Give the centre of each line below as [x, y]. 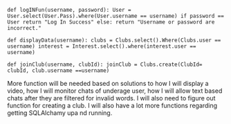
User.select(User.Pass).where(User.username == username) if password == [116, 16]
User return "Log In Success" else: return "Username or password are [111, 22]
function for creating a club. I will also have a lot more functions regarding [112, 105]
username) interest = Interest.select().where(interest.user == [102, 46]
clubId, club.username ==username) [58, 71]
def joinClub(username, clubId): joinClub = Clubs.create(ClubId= [105, 64]
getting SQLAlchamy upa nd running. [60, 113]
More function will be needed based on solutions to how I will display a [108, 83]
